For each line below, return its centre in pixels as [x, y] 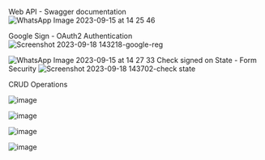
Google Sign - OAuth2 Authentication [71, 36]
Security [22, 69]
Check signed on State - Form [207, 60]
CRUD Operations [38, 84]
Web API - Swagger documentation [68, 12]
